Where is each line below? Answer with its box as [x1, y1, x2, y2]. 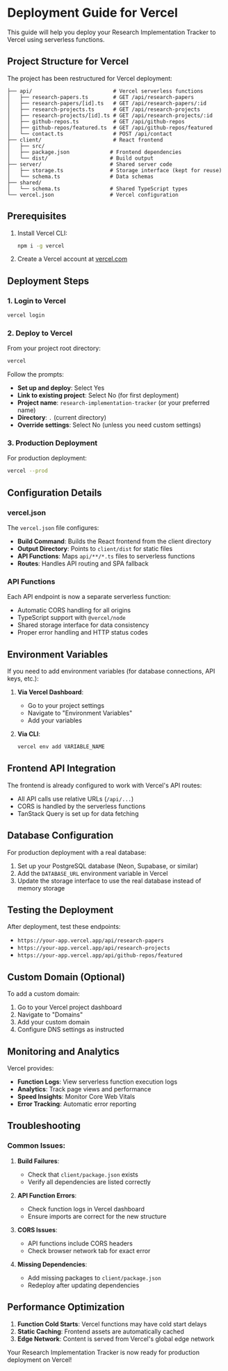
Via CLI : [17, 730, 40, 738]
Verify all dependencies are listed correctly [27, 1177, 151, 1186]
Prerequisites [7, 211, 67, 222]
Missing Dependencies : [17, 1260, 88, 1268]
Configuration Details [7, 487, 102, 499]
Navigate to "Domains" [17, 1010, 83, 1019]
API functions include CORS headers [27, 1239, 133, 1248]
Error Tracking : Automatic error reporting [17, 1100, 137, 1108]
